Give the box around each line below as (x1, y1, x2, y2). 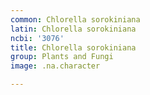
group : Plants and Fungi (10, 52, 114, 62)
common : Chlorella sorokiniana (10, 14, 141, 25)
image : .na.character (10, 61, 101, 71)
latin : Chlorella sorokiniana (10, 24, 137, 34)
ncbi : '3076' (10, 33, 65, 43)
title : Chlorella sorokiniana (10, 42, 137, 53)
